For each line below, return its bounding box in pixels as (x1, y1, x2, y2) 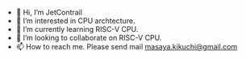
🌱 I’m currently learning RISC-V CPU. (15, 25, 139, 33)
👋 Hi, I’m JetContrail (15, 8, 83, 17)
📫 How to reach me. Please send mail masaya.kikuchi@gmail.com (15, 42, 238, 51)
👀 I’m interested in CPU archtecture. (15, 16, 136, 26)
